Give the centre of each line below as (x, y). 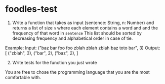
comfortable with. (23, 77)
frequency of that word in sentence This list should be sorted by (77, 33)
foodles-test (31, 9)
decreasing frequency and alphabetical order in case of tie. (73, 38)
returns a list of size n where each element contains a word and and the (85, 28)
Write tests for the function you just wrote (55, 62)
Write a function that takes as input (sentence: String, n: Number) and (83, 23)
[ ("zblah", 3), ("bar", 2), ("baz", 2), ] (41, 53)
